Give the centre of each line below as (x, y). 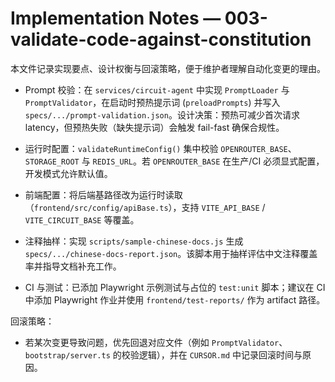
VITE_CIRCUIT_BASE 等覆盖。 (82, 219)
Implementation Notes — (116, 18)
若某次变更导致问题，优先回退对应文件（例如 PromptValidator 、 (156, 342)
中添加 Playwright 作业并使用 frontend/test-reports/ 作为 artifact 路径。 (175, 299)
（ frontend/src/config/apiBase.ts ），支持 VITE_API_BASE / (145, 207)
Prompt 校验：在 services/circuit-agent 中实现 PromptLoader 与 (157, 89)
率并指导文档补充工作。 (73, 266)
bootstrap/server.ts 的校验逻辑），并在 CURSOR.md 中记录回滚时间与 (163, 354)
